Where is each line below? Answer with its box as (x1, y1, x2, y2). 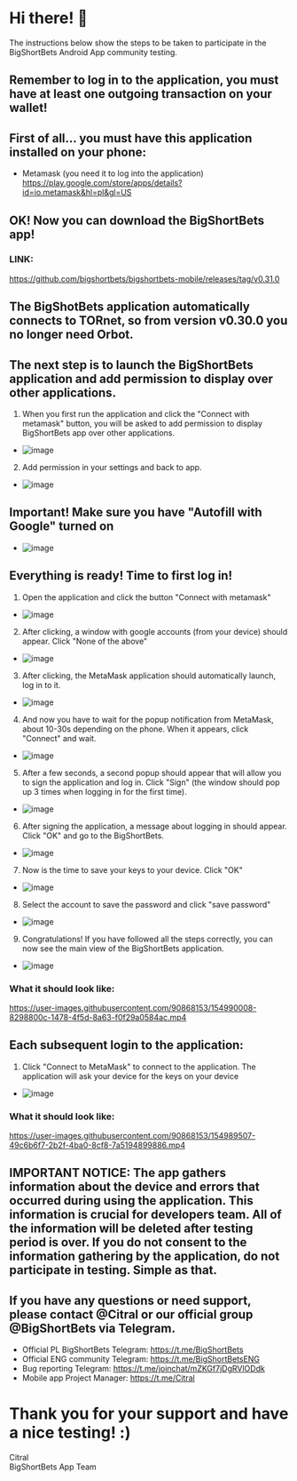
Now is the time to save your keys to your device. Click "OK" (21, 864, 244, 875)
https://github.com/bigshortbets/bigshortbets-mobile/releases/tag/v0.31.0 (9, 273, 280, 284)
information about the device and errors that (9, 1180, 260, 1195)
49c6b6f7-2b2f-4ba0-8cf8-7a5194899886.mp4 (9, 1140, 186, 1150)
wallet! (9, 100, 48, 116)
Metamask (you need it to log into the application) (21, 168, 204, 179)
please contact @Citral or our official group (9, 1307, 254, 1322)
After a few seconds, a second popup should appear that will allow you (21, 767, 282, 778)
